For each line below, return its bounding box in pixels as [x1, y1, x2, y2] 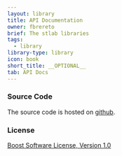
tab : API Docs [7, 69, 49, 76]
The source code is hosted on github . [7, 108, 116, 116]
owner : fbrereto [7, 23, 55, 30]
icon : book [7, 56, 39, 63]
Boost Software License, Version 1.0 [7, 141, 111, 150]
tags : [7, 36, 23, 43]
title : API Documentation [7, 17, 83, 24]
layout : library [7, 10, 55, 17]
